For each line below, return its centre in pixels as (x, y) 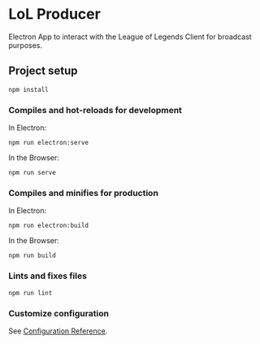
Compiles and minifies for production (83, 193)
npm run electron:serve (49, 143)
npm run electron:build (49, 226)
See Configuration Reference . (58, 331)
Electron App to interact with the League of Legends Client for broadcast (130, 37)
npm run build (32, 256)
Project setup (43, 71)
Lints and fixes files (48, 276)
